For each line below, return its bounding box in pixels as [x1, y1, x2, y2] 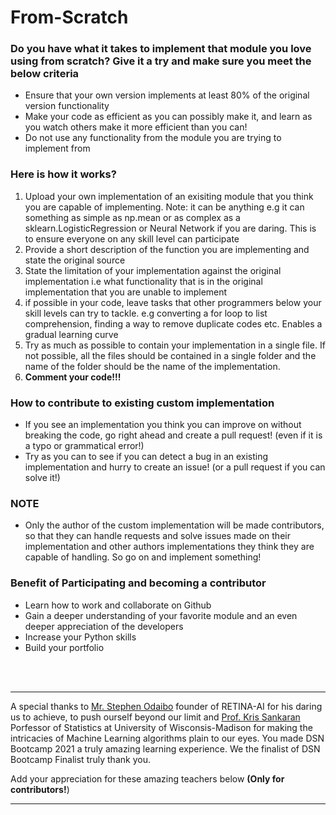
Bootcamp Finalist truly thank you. [10, 753, 151, 765]
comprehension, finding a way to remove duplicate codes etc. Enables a [24, 317, 323, 330]
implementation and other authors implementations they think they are [24, 541, 315, 553]
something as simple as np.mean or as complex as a [24, 211, 241, 223]
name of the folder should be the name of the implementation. [24, 360, 281, 372]
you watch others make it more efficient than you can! [24, 121, 248, 133]
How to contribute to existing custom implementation [10, 396, 275, 410]
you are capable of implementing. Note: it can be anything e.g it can [24, 201, 305, 213]
